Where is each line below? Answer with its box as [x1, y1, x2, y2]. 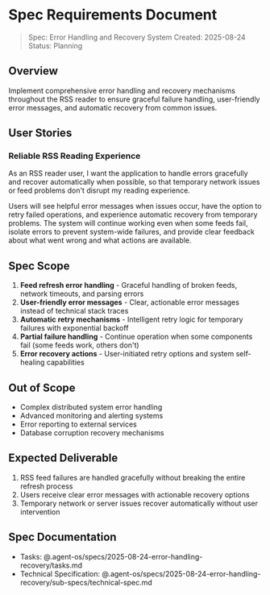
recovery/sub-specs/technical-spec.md [19, 577, 153, 587]
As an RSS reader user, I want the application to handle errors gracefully [8, 169, 248, 178]
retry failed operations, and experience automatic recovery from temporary [8, 210, 258, 219]
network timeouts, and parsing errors [19, 289, 144, 299]
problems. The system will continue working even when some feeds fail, [8, 218, 248, 228]
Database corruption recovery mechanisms [19, 428, 164, 438]
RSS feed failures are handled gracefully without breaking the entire [19, 472, 246, 482]
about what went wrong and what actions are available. [8, 235, 192, 245]
